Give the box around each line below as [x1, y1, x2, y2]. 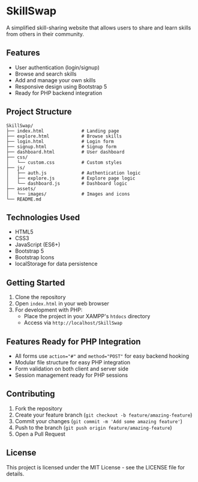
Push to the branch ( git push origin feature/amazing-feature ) [14, 424, 172, 431]
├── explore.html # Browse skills [6, 133, 122, 139]
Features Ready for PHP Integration [6, 336, 141, 346]
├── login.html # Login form [6, 138, 114, 145]
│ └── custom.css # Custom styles [6, 159, 122, 166]
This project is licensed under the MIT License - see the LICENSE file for [6, 463, 185, 471]
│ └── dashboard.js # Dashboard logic [6, 180, 128, 187]
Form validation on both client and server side [14, 365, 129, 372]
